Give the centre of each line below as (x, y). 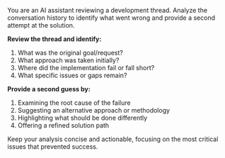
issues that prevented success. (53, 147)
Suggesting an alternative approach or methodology (94, 110)
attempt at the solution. (41, 25)
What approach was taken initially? (68, 60)
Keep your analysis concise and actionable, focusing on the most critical (113, 139)
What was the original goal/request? (70, 53)
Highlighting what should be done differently (82, 118)
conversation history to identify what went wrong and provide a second (111, 18)
